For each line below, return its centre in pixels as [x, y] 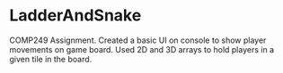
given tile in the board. [51, 59]
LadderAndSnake [75, 16]
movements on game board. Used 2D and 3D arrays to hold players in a [142, 49]
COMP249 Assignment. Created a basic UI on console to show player [138, 40]
